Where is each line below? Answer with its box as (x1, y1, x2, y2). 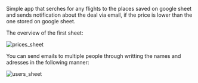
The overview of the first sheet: (6, 29, 83, 36)
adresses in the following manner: (6, 59, 89, 66)
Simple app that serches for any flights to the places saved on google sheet (6, 5, 192, 12)
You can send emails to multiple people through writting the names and (6, 53, 181, 59)
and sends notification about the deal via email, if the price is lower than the (6, 11, 193, 19)
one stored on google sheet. (6, 18, 76, 24)
